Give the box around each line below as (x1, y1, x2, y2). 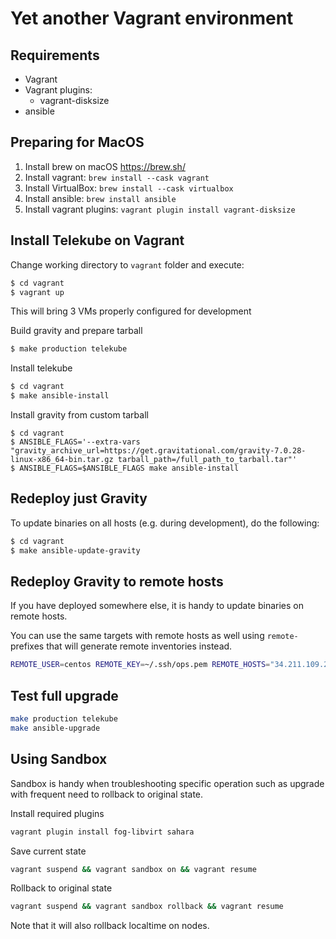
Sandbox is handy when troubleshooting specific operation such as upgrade (10, 777, 325, 789)
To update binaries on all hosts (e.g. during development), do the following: (10, 517, 320, 529)
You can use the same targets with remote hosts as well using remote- (10, 630, 299, 642)
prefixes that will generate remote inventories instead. (10, 640, 233, 652)
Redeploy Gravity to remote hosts (10, 573, 224, 590)
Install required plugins (10, 807, 105, 819)
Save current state (10, 845, 87, 857)
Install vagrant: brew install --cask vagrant (24, 171, 210, 183)
